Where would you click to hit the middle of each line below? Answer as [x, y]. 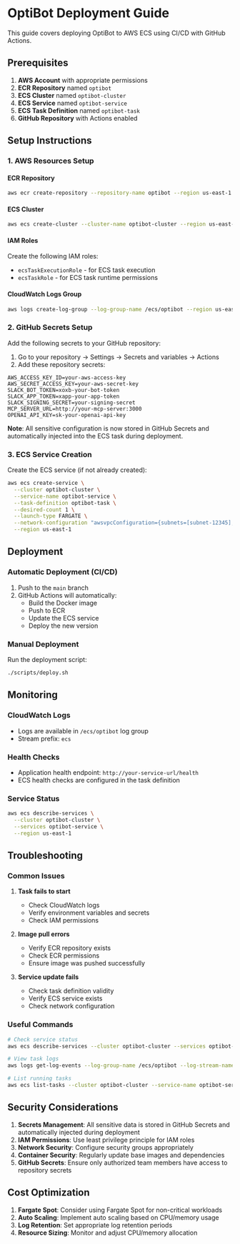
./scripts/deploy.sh [38, 673]
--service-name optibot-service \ [65, 496]
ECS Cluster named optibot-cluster [72, 95]
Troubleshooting [45, 856]
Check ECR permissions [64, 955]
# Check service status [43, 1039]
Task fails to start [44, 891]
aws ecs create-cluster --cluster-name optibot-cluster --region [106, 224]
